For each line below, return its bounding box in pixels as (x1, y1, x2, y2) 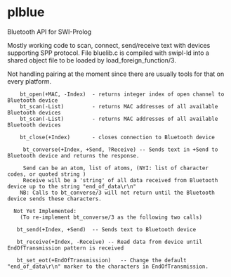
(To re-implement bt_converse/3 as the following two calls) (20, 214, 202, 221)
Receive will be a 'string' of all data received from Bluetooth (22, 176, 218, 183)
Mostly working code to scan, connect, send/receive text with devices (7, 41, 211, 49)
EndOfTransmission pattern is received (7, 244, 124, 252)
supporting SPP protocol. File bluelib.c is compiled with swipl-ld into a (7, 49, 209, 57)
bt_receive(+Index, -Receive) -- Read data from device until (16, 238, 202, 245)
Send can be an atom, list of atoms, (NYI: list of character (22, 165, 209, 172)
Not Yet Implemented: (13, 207, 77, 214)
